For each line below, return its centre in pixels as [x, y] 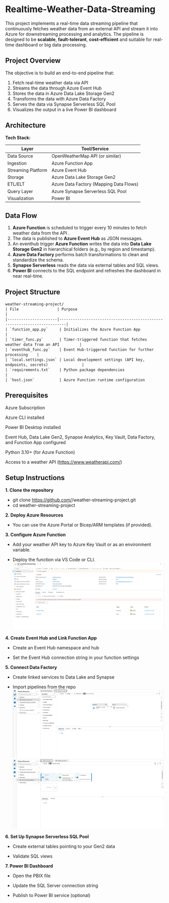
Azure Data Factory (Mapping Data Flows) [95, 184]
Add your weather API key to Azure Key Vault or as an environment [82, 544]
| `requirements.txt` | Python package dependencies [65, 370]
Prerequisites [27, 395]
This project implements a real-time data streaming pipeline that [72, 23]
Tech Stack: [18, 137]
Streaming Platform [27, 170]
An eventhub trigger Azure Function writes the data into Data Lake [82, 244]
